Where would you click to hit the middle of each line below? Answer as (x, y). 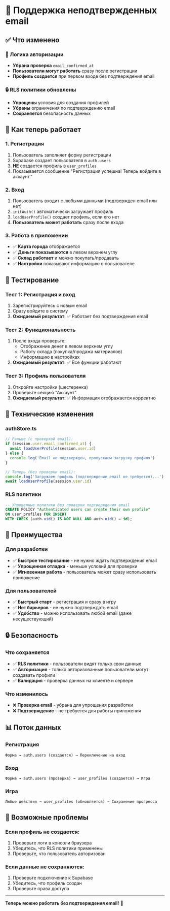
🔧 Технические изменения (50, 414)
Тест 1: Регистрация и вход (40, 294)
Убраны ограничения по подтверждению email (64, 108)
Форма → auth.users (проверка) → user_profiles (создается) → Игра (78, 779)
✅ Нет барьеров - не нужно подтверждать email (65, 608)
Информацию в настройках (50, 357)
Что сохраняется (27, 652)
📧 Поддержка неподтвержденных (81, 10)
